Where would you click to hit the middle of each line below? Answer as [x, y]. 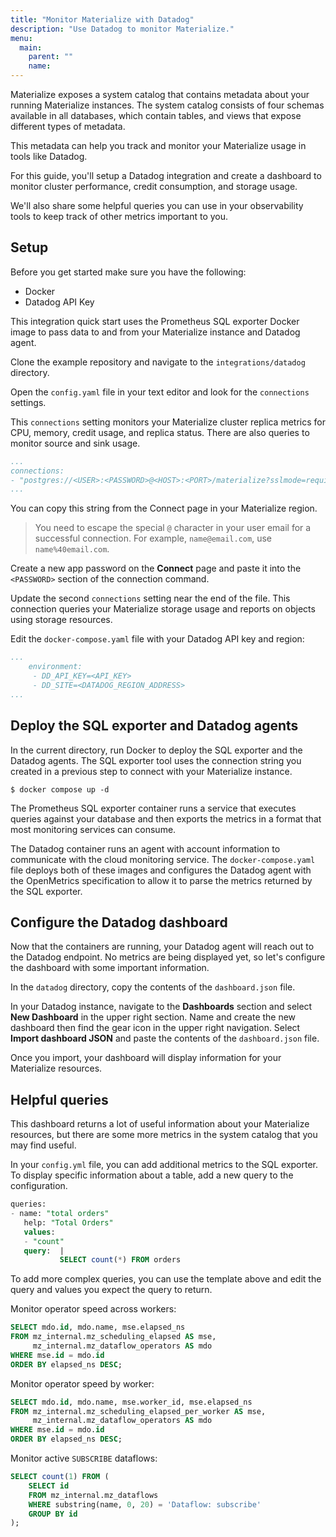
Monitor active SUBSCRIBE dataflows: [84, 1458]
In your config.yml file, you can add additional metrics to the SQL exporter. [164, 1165]
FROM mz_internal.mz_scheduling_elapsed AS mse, [113, 1337]
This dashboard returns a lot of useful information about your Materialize [160, 1124]
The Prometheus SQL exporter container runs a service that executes [153, 808]
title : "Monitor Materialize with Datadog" [102, 19]
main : [31, 47]
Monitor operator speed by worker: [82, 1383]
